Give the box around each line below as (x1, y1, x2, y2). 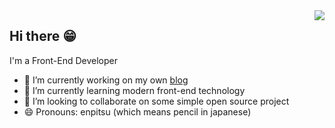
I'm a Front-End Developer (9, 54, 118, 66)
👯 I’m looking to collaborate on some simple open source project (23, 95, 290, 107)
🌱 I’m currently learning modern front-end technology (23, 84, 246, 96)
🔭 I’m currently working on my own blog (23, 74, 189, 86)
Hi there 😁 (9, 28, 77, 45)
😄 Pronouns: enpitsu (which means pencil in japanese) (23, 105, 252, 118)
